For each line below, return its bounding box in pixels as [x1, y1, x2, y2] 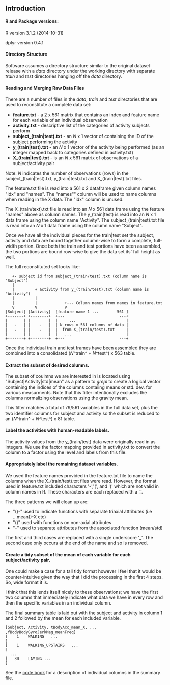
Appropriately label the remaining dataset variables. [5, 461, 118, 467]
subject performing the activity [12, 139, 78, 145]
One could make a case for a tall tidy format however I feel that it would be [5, 568, 161, 574]
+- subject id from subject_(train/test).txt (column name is [12, 273, 147, 279]
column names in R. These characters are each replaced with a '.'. [5, 488, 143, 495]
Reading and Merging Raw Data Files [5, 85, 84, 91]
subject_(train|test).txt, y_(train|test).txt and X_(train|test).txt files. [5, 176, 143, 181]
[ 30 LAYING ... [5, 656, 51, 661]
